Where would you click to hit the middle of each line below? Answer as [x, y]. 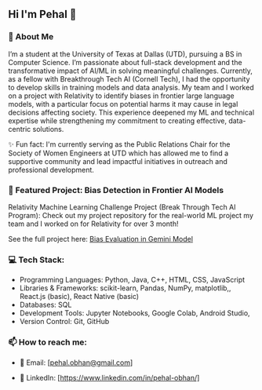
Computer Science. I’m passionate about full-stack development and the [125, 62]
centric [20, 129]
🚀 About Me [31, 37]
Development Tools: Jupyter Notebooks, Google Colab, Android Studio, [135, 313]
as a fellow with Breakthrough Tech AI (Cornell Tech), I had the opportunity [129, 78]
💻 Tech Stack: [36, 260]
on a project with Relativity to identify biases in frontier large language [121, 96]
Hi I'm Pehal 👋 [42, 15]
